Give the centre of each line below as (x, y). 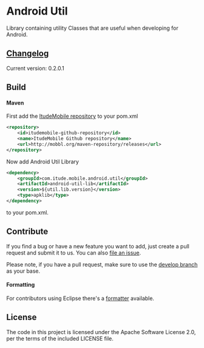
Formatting (21, 285)
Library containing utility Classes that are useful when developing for (92, 28)
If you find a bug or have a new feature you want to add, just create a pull (98, 246)
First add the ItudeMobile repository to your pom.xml (72, 116)
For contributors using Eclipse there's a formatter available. (80, 298)
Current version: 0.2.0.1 (36, 68)
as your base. (23, 271)
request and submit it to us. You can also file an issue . (74, 253)
